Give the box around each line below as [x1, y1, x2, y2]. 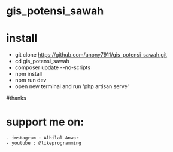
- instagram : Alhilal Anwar [6, 135, 79, 141]
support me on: [6, 115, 84, 129]
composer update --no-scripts [14, 64, 91, 71]
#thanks [6, 94, 26, 102]
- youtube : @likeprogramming [6, 140, 82, 147]
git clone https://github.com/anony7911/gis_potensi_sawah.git [14, 51, 168, 58]
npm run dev [14, 76, 47, 84]
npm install [14, 70, 43, 77]
